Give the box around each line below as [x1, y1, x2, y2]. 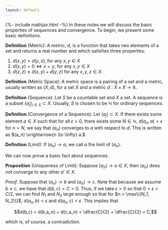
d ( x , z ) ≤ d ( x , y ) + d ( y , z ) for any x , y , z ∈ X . [12, 68, 103, 75]
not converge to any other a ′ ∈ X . [5, 169, 76, 175]
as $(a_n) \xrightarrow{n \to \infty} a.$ [5, 131, 86, 137]
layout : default [5, 7, 40, 13]
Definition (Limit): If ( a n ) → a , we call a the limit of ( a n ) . [5, 141, 121, 149]
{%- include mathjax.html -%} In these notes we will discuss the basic [5, 21, 153, 28]
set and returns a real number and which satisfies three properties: [5, 48, 146, 54]
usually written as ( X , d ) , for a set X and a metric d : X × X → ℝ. [5, 84, 137, 90]
